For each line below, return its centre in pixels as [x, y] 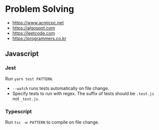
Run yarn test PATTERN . [29, 79]
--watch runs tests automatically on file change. [61, 88]
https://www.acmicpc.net [38, 23]
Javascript [22, 54]
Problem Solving [40, 9]
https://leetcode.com [34, 33]
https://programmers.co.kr [39, 38]
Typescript [19, 111]
